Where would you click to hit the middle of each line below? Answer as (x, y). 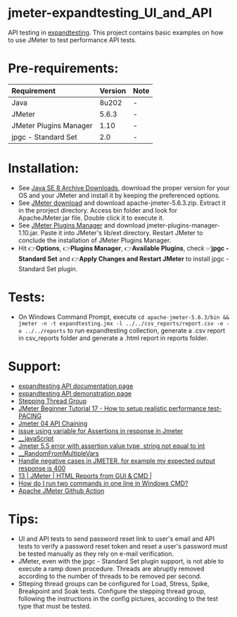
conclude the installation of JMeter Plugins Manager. (95, 240)
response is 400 (42, 468)
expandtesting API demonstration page (75, 393)
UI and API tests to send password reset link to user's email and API (116, 538)
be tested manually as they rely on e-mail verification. (96, 554)
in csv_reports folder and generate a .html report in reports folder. (113, 338)
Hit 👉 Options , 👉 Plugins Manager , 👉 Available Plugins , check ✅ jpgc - (123, 248)
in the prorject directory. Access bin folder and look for (98, 210)
